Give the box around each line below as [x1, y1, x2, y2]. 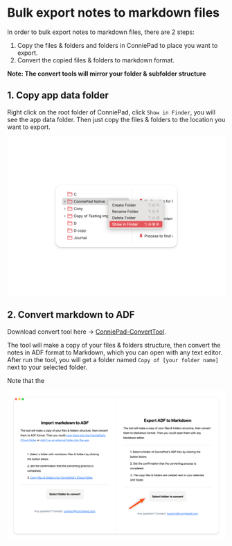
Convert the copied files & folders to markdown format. [17, 56, 175, 64]
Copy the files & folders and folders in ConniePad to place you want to [17, 41, 218, 49]
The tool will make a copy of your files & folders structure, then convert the [7, 341, 221, 349]
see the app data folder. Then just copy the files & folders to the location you [7, 115, 226, 123]
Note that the [7, 376, 45, 384]
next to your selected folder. [7, 363, 88, 371]
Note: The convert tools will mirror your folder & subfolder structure [7, 69, 206, 78]
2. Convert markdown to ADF [7, 309, 135, 321]
